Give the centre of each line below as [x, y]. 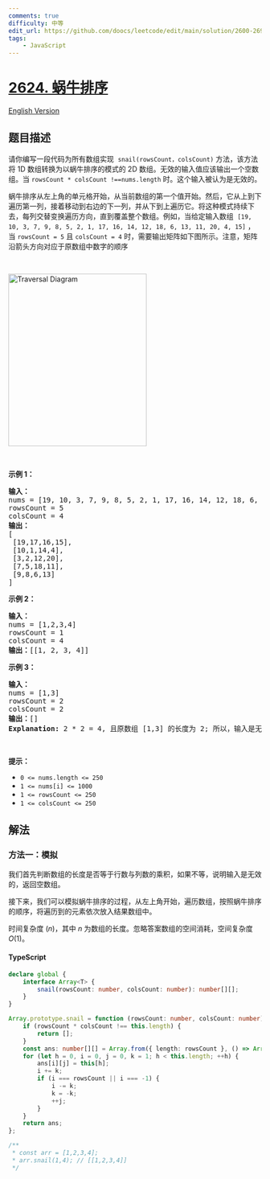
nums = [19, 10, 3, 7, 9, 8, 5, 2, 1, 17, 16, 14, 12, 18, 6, [133, 500]
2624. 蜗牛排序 [58, 88]
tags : [17, 38]
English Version [34, 111]
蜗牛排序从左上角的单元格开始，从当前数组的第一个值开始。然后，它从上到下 [135, 196]
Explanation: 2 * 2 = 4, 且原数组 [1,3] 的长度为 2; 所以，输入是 [132, 728]
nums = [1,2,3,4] [42, 624]
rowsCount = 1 [36, 633]
